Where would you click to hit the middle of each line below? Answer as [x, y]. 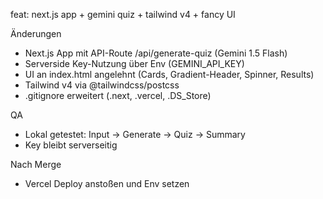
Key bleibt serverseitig [71, 145]
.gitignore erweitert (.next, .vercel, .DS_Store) [118, 95]
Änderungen [36, 33]
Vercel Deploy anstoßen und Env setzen [107, 183]
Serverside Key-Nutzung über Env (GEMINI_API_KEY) [134, 63]
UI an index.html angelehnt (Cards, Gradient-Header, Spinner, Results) [169, 74]
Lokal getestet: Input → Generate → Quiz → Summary [135, 134]
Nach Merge [36, 164]
